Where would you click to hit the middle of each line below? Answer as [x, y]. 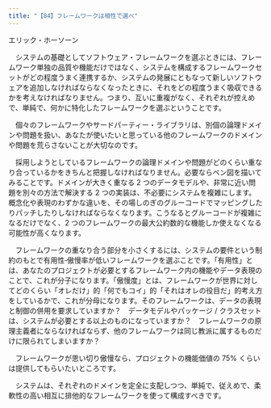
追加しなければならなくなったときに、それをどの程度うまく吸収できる [146, 87]
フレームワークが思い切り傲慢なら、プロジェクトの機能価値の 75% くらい [138, 358]
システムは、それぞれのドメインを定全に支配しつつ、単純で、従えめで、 [135, 385]
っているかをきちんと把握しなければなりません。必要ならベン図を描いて [142, 172]
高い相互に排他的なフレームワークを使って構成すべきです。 [127, 395]
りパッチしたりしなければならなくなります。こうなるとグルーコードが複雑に [135, 212]
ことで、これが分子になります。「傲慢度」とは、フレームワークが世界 [123, 280]
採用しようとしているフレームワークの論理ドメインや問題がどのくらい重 [135, 162]
